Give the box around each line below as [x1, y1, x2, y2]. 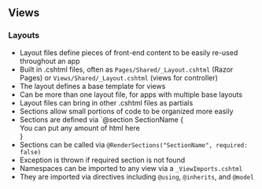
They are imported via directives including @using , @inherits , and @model [19, 172, 254, 181]
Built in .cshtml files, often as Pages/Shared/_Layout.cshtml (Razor [19, 65, 234, 74]
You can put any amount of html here [19, 123, 140, 132]
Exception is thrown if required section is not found [19, 155, 186, 165]
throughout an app [19, 56, 80, 65]
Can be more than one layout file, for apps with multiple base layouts [19, 90, 242, 99]
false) [19, 148, 42, 156]
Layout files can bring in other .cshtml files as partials [19, 98, 194, 107]
